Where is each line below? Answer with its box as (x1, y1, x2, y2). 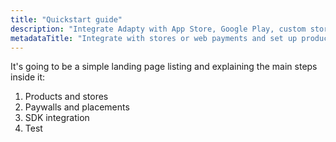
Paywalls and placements (24, 101, 130, 113)
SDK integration (24, 112, 90, 124)
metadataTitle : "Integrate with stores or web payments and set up (10, 33, 298, 43)
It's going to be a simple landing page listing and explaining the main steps (10, 61, 318, 73)
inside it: (10, 71, 46, 83)
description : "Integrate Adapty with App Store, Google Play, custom (10, 24, 307, 34)
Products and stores (24, 91, 109, 103)
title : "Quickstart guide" (10, 14, 123, 25)
